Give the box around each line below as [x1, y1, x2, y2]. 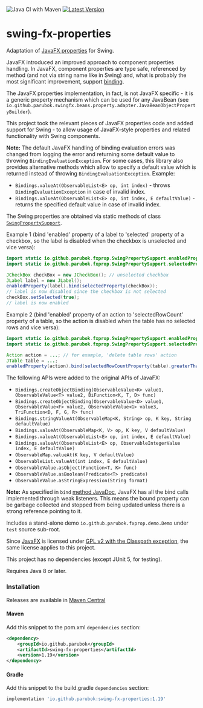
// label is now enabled [6, 300, 69, 306]
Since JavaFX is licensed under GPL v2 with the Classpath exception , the [6, 537, 188, 545]
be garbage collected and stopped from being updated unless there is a [6, 501, 185, 508]
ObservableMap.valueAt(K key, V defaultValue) [14, 452, 135, 458]
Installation [6, 583, 40, 591]
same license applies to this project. [6, 544, 96, 551]
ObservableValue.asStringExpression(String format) [14, 478, 148, 484]
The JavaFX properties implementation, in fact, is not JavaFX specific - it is [6, 90, 193, 97]
